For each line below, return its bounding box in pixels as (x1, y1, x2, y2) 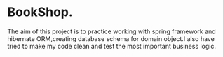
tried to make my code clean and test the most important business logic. (7, 42, 216, 50)
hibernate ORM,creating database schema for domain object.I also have (7, 34, 215, 42)
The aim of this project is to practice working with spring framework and (7, 27, 216, 35)
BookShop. (7, 4, 74, 20)
